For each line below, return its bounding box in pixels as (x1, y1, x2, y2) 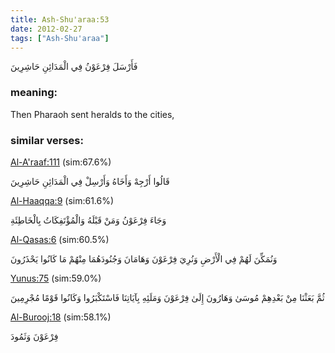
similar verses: (10, 133, 84, 147)
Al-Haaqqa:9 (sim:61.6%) (10, 194, 115, 206)
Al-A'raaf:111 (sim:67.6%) (10, 156, 112, 168)
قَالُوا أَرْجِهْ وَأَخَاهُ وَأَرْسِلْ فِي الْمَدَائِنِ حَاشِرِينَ (10, 175, 170, 187)
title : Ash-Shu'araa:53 (10, 14, 110, 25)
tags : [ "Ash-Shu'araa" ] (10, 33, 110, 43)
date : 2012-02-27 (10, 24, 83, 34)
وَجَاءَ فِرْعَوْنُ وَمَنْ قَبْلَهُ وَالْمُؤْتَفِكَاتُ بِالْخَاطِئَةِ (10, 214, 167, 226)
